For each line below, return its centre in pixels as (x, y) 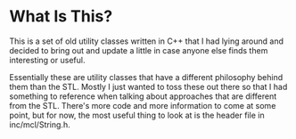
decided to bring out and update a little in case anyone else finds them (139, 50)
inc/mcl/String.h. (40, 124)
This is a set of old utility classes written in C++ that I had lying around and (146, 41)
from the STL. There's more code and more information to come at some (143, 105)
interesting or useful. (47, 60)
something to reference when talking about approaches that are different (143, 96)
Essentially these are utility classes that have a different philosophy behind (146, 77)
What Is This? (61, 16)
